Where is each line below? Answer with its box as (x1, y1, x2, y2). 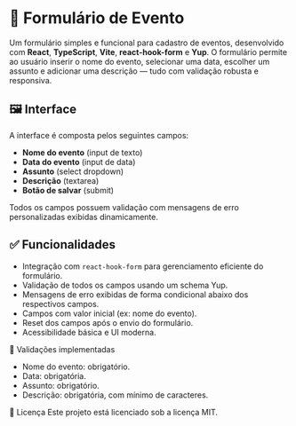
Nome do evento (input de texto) (21, 146, 143, 158)
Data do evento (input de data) (21, 156, 136, 167)
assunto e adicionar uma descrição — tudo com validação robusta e (9, 66, 260, 76)
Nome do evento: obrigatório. (21, 361, 131, 372)
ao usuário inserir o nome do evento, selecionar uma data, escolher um (9, 56, 270, 67)
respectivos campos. (21, 298, 100, 309)
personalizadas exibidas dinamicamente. (9, 211, 158, 222)
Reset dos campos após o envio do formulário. (21, 317, 194, 327)
